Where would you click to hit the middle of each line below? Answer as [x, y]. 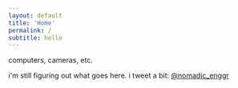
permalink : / [30, 30]
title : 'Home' [32, 23]
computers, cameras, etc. [51, 60]
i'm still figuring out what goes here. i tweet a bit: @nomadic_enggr [119, 75]
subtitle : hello [35, 38]
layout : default [35, 15]
